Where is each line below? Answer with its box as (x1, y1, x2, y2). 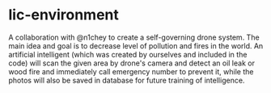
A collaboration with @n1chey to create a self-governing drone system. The (8, 32, 260, 42)
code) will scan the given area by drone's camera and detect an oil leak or (8, 58, 255, 68)
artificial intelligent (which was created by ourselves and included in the (8, 49, 248, 59)
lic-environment (8, 6, 119, 24)
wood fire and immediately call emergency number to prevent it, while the (8, 66, 254, 76)
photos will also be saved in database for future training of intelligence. (8, 75, 245, 85)
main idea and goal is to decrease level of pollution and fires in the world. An (8, 40, 264, 50)
